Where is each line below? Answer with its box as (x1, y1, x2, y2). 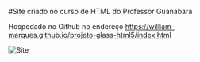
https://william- (125, 22, 175, 31)
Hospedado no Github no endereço (8, 22, 124, 31)
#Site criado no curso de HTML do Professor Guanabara (8, 7, 193, 16)
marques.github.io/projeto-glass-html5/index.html (8, 31, 172, 39)
